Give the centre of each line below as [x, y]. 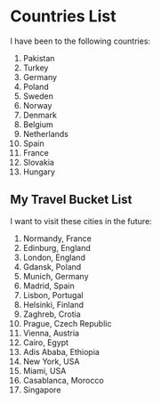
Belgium [38, 124]
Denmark [40, 115]
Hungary [39, 172]
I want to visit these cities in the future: [81, 221]
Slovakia [38, 162]
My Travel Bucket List [71, 200]
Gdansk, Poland [52, 267]
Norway [37, 105]
